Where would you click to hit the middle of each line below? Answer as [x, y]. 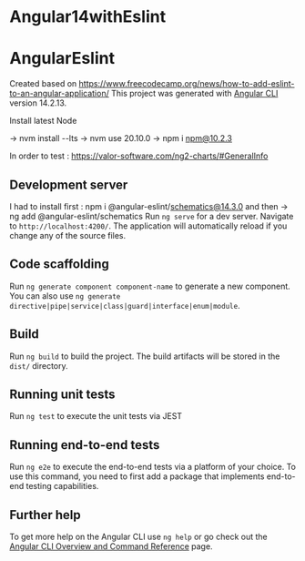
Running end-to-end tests [85, 445]
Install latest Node [43, 121]
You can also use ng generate [65, 296]
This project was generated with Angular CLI [194, 94]
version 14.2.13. [38, 103]
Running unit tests [62, 394]
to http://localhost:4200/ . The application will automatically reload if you [148, 226]
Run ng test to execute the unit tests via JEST [96, 416]
